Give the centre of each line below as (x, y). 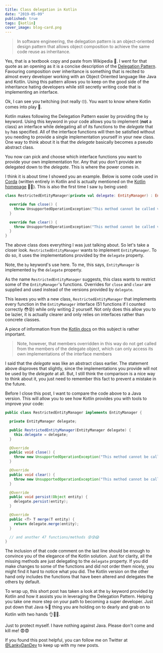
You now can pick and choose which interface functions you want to (73, 157)
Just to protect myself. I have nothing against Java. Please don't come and (80, 626)
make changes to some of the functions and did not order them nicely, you (80, 567)
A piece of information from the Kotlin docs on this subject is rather (72, 329)
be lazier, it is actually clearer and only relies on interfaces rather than (75, 315)
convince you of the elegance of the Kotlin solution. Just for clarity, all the (79, 556)
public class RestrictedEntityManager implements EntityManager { (73, 413)
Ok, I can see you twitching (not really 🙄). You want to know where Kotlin (78, 101)
